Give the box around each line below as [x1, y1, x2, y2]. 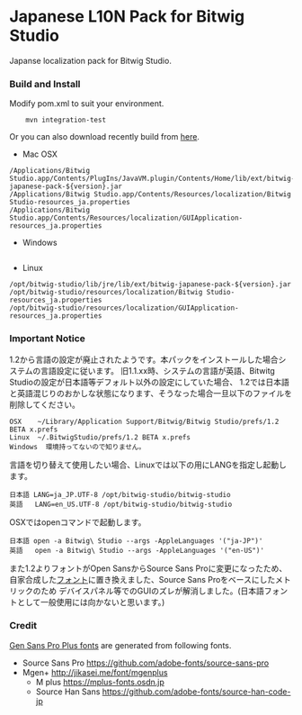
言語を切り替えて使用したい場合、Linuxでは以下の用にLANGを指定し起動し [9, 459, 288, 470]
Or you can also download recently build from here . [9, 131, 200, 142]
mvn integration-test [25, 115, 106, 125]
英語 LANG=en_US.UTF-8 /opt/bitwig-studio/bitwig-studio [9, 500, 233, 509]
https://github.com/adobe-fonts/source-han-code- [102, 686, 291, 697]
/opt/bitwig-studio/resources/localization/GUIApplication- [9, 303, 240, 312]
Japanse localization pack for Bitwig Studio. [9, 55, 173, 66]
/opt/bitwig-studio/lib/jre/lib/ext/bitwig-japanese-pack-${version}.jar [9, 280, 292, 289]
